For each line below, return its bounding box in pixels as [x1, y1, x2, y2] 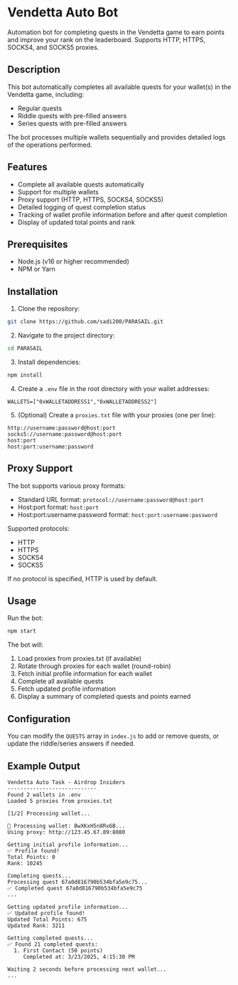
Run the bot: [7, 614, 44, 622]
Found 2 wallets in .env [7, 791, 81, 798]
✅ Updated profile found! [7, 910, 85, 917]
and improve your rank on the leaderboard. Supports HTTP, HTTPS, [7, 35, 206, 43]
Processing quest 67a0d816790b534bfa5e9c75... [7, 878, 148, 885]
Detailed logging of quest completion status [17, 202, 146, 211]
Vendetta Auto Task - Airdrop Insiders [7, 778, 126, 786]
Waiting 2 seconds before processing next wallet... [7, 966, 167, 973]
